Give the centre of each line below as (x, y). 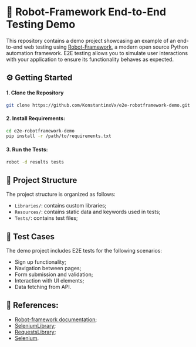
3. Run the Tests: (27, 149)
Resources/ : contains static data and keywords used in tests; (87, 212)
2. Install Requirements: (36, 118)
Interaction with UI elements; (49, 281)
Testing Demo (41, 24)
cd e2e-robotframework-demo (40, 131)
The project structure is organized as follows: (61, 194)
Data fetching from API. (43, 287)
